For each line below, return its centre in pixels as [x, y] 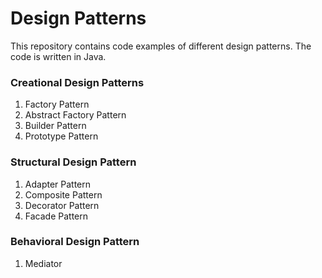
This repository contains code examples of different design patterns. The [161, 46]
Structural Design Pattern [73, 162]
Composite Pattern [63, 194]
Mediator [43, 263]
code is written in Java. [58, 56]
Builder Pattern [55, 126]
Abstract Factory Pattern [75, 115]
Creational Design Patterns [77, 82]
